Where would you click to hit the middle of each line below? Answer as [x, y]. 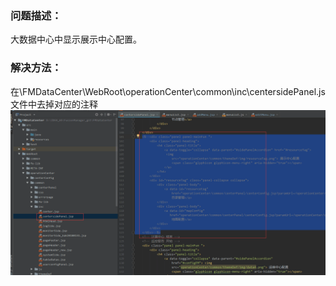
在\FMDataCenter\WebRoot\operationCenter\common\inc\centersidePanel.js [168, 91]
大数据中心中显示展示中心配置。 [76, 39]
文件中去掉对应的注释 [54, 104]
